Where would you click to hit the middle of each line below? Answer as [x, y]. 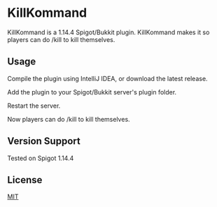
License [25, 180]
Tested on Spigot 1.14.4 [41, 158]
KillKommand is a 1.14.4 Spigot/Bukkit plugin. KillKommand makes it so [108, 32]
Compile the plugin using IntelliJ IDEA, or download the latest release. [107, 78]
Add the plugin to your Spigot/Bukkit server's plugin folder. [92, 92]
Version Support [44, 141]
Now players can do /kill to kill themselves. [69, 119]
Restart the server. [34, 106]
